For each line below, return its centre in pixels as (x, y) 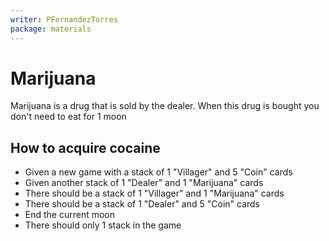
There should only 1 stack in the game (103, 225)
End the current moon (70, 215)
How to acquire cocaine (85, 147)
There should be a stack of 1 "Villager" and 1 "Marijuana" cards (154, 193)
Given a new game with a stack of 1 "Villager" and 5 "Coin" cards (158, 172)
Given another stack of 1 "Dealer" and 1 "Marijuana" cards (144, 183)
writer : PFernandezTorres (64, 19)
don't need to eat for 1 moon (68, 117)
